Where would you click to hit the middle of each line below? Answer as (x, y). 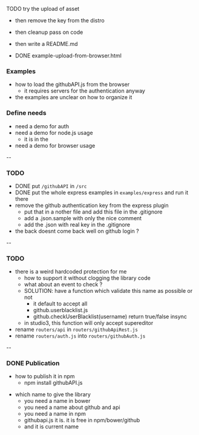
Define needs (26, 113)
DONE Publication (33, 364)
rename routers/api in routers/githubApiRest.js (76, 330)
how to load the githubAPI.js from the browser (72, 85)
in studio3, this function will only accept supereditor (89, 323)
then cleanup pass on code (49, 32)
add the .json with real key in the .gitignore (77, 224)
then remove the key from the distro (60, 20)
